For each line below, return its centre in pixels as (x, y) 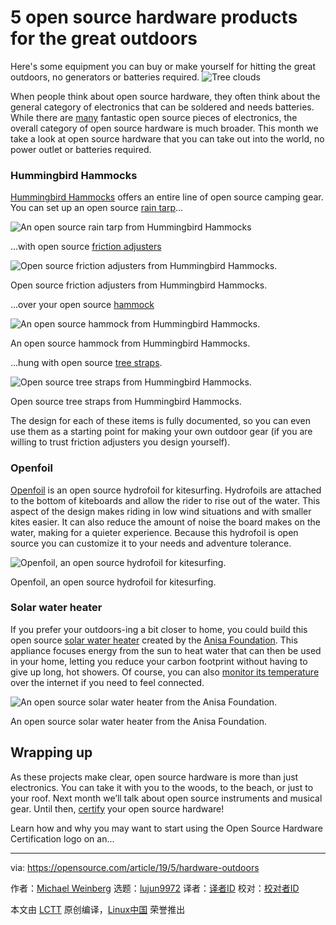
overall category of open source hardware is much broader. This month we (164, 128)
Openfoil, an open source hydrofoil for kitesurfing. (113, 582)
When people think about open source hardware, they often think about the (165, 96)
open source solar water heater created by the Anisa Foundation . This (154, 640)
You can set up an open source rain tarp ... (97, 208)
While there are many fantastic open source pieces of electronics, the (154, 117)
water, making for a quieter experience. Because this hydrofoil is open (154, 532)
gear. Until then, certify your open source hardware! (117, 808)
